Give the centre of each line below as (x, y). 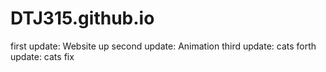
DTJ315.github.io (82, 18)
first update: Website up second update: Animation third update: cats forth (163, 46)
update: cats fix (42, 56)
